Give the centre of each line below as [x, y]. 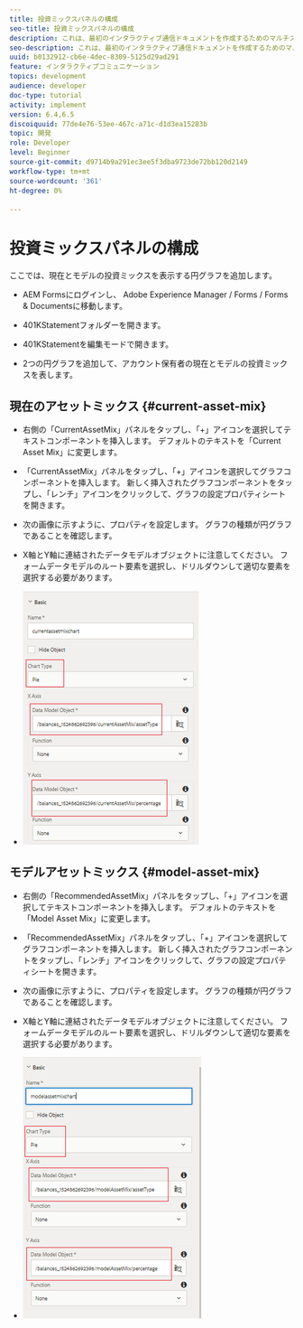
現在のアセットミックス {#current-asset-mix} [138, 406]
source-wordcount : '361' [56, 181]
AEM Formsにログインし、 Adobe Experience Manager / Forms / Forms [155, 295]
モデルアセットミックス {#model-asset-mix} [134, 872]
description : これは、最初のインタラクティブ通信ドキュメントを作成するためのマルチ [150, 38]
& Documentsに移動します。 [75, 306]
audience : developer [48, 86]
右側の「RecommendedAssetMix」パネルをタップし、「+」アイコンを [151, 895]
